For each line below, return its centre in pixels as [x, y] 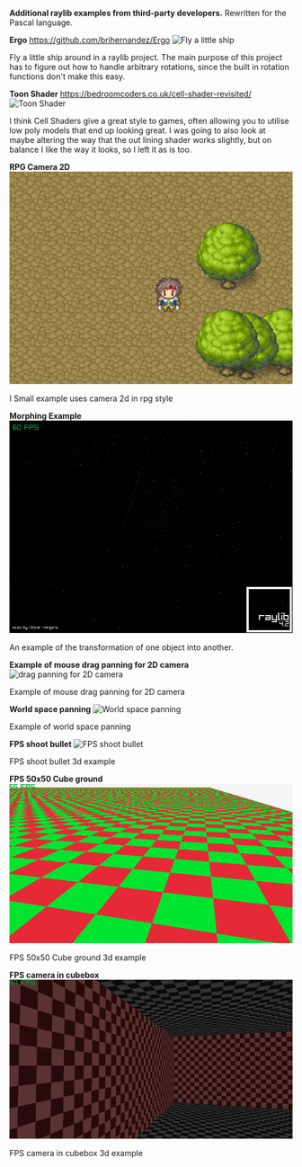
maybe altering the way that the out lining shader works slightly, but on [141, 140]
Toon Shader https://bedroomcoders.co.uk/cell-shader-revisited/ [130, 94]
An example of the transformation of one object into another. [121, 647]
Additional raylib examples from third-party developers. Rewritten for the [148, 13]
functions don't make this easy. [67, 76]
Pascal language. [41, 22]
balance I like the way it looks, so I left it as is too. [101, 149]
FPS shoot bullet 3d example [62, 762]
